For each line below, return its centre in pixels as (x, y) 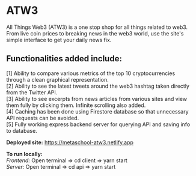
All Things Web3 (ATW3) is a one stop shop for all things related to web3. (97, 27)
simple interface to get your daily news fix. (59, 40)
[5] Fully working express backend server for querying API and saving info (98, 124)
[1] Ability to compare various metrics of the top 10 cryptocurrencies (91, 73)
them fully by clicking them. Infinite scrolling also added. (76, 105)
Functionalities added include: (64, 59)
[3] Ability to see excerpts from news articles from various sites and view (97, 99)
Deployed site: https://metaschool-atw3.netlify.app (70, 142)
